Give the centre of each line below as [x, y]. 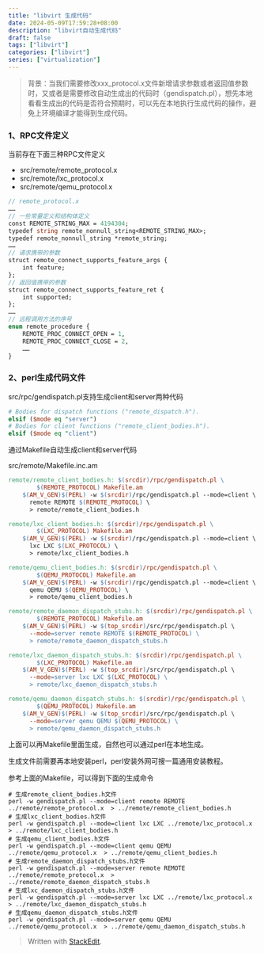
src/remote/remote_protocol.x [68, 170]
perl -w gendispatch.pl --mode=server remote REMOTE [97, 868]
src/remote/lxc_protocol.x [62, 178]
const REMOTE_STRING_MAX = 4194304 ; [68, 223]
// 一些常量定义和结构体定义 [49, 216]
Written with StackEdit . [65, 942]
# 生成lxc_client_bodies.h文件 [57, 817]
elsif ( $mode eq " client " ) [53, 434]
